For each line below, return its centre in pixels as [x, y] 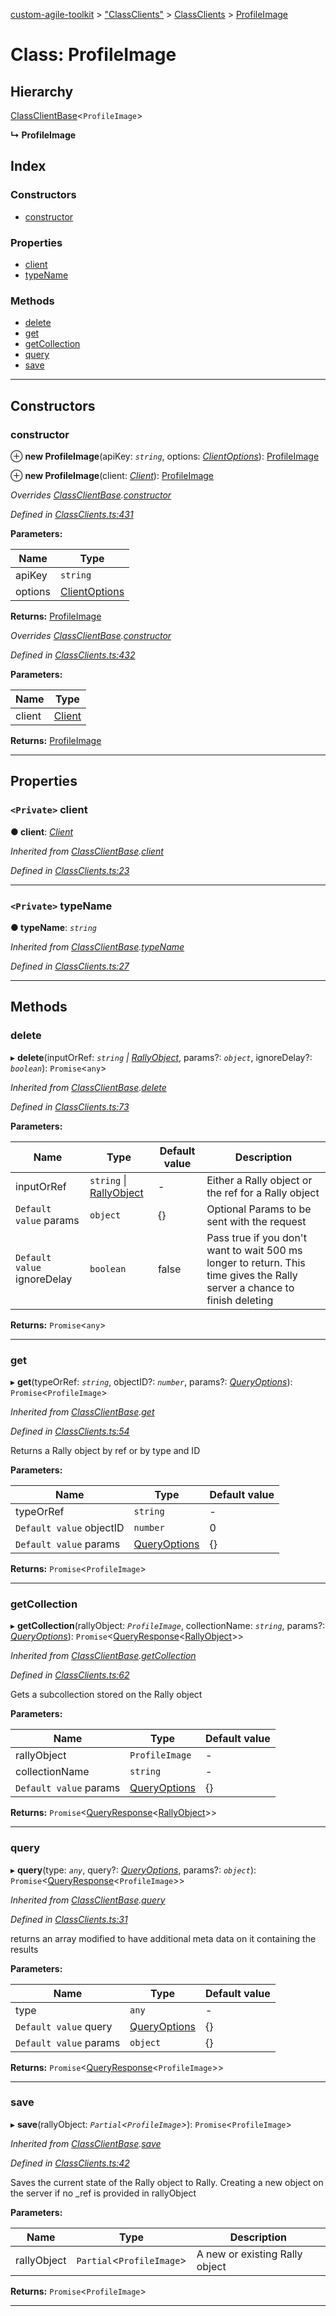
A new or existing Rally [249, 2254]
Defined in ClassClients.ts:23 [70, 870]
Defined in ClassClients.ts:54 [70, 1431]
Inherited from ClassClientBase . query [88, 1900]
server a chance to [250, 1287]
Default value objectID [70, 1527]
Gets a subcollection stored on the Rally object [106, 1695]
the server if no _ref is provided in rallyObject [103, 2193]
